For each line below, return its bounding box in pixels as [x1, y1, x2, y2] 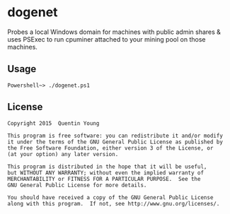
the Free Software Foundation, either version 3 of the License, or [7, 144, 214, 152]
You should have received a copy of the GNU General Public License [7, 194, 214, 201]
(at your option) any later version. [7, 150, 119, 157]
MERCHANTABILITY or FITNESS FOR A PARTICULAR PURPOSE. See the [7, 175, 201, 182]
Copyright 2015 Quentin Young [7, 119, 100, 127]
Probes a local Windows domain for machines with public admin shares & [7, 28, 222, 36]
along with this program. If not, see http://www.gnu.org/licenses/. [7, 200, 220, 207]
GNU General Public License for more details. [7, 182, 147, 189]
